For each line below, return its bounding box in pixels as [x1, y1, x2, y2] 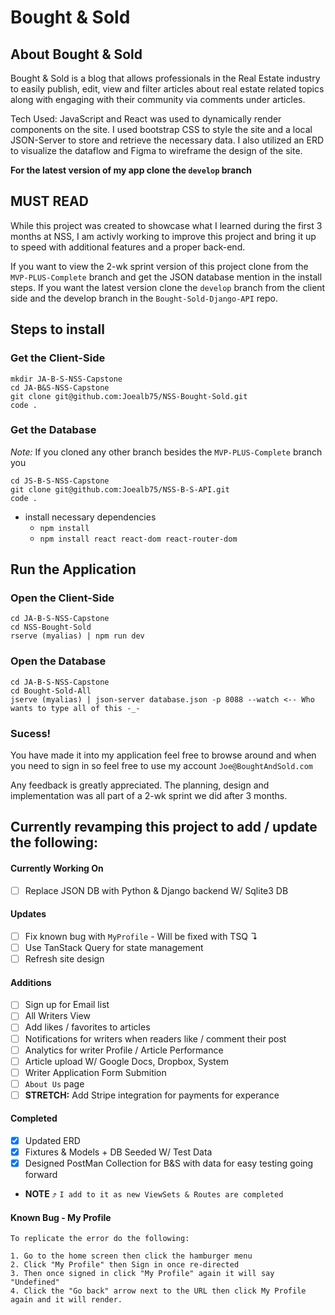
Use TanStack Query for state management [24, 942, 204, 953]
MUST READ [10, 193, 89, 210]
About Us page [24, 1077, 85, 1090]
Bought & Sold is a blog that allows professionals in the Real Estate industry [10, 72, 321, 84]
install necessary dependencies [24, 511, 157, 523]
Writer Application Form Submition [24, 1066, 167, 1078]
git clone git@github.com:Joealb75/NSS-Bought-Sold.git [10, 391, 248, 401]
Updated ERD [24, 1135, 81, 1147]
